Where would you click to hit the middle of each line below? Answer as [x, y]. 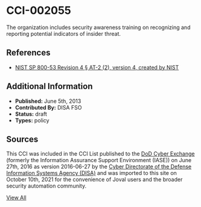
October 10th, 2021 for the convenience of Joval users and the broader [94, 180]
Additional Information [49, 86]
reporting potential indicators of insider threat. [64, 33]
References [28, 53]
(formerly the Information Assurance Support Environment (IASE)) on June [99, 160]
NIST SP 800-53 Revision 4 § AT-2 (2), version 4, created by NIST [97, 67]
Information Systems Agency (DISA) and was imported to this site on [91, 173]
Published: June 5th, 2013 [48, 101]
